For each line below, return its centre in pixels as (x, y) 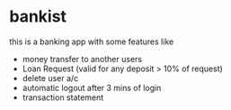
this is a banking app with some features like (92, 41)
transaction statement (63, 97)
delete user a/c (50, 78)
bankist (38, 17)
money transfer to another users (82, 59)
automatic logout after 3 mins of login (92, 87)
